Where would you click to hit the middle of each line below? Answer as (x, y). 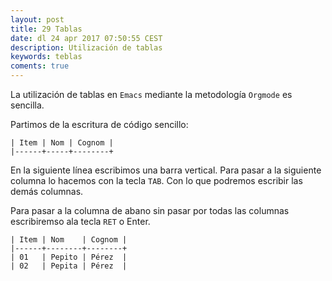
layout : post (37, 19)
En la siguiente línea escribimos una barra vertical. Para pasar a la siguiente (166, 170)
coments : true (40, 66)
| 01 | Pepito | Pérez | (69, 257)
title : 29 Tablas (46, 29)
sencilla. (27, 105)
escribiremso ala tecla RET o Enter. (80, 221)
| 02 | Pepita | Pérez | (69, 266)
